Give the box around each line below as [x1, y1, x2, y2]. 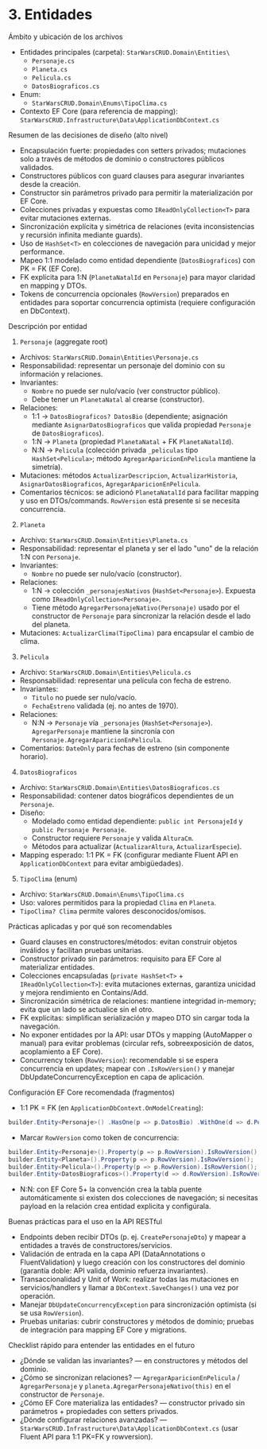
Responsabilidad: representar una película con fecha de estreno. [19, 676, 232, 685]
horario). [19, 751, 48, 761]
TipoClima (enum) [19, 874, 78, 883]
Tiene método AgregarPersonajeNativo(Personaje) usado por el [31, 602, 240, 612]
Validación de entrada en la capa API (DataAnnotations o [19, 1249, 206, 1259]
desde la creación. [19, 179, 81, 188]
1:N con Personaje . [19, 552, 81, 561]
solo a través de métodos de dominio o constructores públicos [19, 153, 225, 164]
